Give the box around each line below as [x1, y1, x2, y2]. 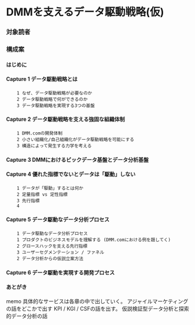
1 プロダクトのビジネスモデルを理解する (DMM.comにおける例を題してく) [16, 237, 171, 243]
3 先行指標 [16, 198, 40, 203]
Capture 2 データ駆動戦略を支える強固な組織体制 [6, 116, 125, 123]
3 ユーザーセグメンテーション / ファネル [16, 250, 105, 255]
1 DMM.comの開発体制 [16, 130, 63, 136]
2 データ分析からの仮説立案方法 [16, 256, 84, 262]
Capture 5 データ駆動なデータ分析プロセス [6, 216, 110, 223]
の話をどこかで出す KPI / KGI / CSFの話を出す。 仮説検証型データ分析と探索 [6, 305, 190, 312]
